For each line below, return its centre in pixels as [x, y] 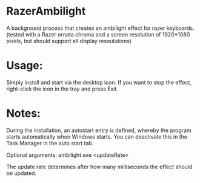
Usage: [25, 66]
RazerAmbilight [46, 11]
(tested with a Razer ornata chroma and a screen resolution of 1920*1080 [98, 34]
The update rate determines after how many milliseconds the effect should [99, 167]
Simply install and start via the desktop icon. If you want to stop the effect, [99, 82]
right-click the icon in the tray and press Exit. [62, 89]
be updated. [22, 173]
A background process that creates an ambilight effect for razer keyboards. [101, 28]
